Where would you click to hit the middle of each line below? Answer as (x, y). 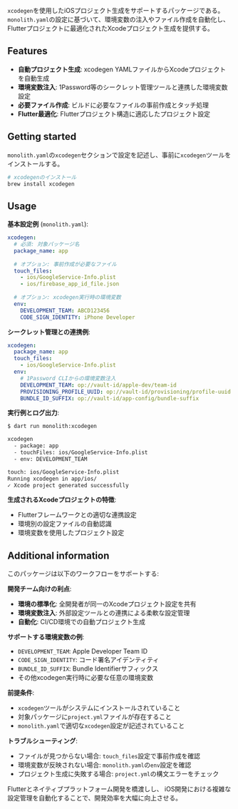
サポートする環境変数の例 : (46, 637)
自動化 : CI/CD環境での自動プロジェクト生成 (82, 622)
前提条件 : (21, 693)
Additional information (58, 555)
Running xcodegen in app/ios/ (52, 479)
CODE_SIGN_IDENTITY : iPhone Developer (78, 317)
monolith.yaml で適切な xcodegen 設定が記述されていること (101, 726)
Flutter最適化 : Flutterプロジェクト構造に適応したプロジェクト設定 (114, 113)
